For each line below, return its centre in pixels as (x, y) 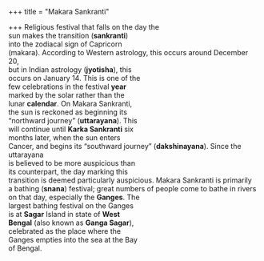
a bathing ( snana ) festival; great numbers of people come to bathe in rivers (132, 189)
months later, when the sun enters (64, 138)
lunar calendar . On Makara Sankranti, (70, 104)
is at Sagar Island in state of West (64, 214)
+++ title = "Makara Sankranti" (59, 12)
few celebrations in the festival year (67, 86)
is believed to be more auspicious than (72, 163)
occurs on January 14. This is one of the (74, 78)
